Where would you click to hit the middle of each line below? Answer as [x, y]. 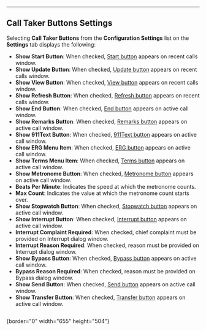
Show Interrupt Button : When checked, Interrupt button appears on [101, 219]
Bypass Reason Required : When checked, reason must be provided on [105, 271]
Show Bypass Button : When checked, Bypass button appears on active [106, 258]
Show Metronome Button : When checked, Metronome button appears [104, 173]
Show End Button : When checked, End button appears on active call [102, 108]
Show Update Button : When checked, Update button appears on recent [106, 69]
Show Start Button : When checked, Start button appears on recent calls [106, 56]
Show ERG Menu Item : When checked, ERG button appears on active [103, 147]
